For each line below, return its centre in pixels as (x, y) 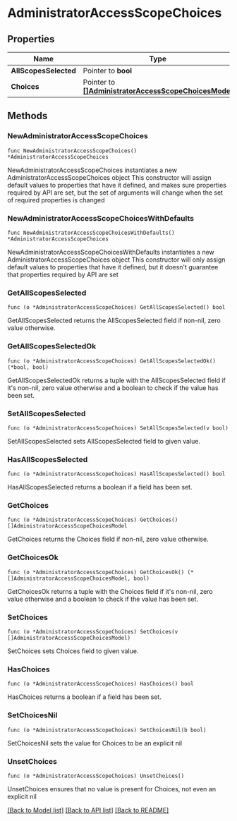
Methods (28, 116)
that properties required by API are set (63, 274)
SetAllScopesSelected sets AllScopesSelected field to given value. (104, 441)
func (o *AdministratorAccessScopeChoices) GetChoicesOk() (96, 572)
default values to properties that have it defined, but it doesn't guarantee (113, 267)
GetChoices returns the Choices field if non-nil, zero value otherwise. (108, 539)
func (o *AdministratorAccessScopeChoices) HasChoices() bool (101, 684)
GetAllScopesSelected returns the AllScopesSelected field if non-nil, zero (114, 321)
